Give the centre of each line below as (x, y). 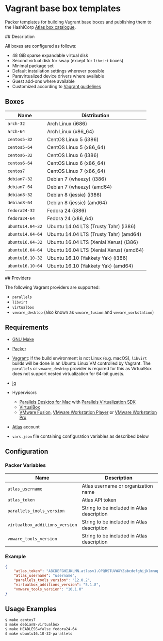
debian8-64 (20, 203)
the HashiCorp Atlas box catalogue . (41, 27)
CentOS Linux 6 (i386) (73, 155)
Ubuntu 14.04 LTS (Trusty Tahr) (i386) (91, 226)
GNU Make (23, 339)
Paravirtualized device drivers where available (58, 76)
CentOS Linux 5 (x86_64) (76, 147)
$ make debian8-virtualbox (32, 625)
